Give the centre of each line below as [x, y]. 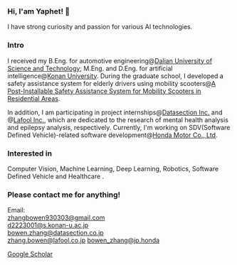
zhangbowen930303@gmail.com [56, 218]
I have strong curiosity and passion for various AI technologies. [100, 27]
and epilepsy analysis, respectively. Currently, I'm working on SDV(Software [119, 127]
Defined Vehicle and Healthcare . [56, 176]
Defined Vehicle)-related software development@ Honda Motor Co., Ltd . [112, 135]
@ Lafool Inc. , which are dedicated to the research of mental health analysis [118, 119]
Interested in [30, 153]
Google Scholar [30, 254]
